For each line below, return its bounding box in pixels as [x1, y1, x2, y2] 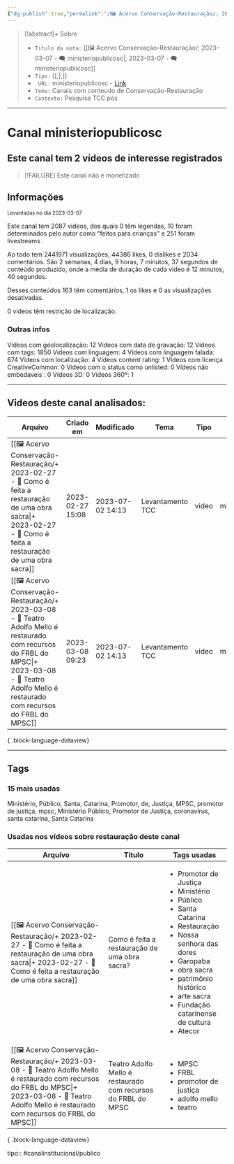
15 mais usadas [7, 784, 61, 793]
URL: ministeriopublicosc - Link [38, 78, 127, 87]
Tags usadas [173, 850, 217, 860]
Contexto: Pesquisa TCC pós [34, 94, 118, 102]
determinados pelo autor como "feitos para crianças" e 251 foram [7, 229, 196, 238]
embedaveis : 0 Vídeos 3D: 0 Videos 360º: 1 [7, 370, 134, 378]
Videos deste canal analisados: [7, 397, 146, 409]
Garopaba [177, 956, 210, 965]
